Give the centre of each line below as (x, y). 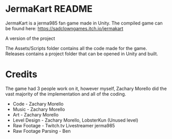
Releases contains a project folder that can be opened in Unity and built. (82, 54)
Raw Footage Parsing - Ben (42, 131)
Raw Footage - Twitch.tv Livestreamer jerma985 (64, 125)
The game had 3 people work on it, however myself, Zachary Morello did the (86, 88)
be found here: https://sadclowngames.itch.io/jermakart (64, 28)
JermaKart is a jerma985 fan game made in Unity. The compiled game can (84, 23)
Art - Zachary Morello (36, 114)
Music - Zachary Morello (39, 109)
